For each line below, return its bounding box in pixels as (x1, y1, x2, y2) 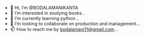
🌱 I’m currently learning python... (10, 15, 79, 21)
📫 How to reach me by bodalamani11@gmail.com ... (10, 26, 118, 32)
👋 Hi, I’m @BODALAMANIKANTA (10, 5, 78, 10)
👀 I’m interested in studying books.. (10, 10, 85, 16)
